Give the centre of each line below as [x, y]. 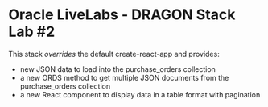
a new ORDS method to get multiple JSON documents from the [124, 77]
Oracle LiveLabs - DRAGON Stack [122, 15]
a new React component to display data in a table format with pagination [140, 94]
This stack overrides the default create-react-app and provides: [114, 53]
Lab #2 [32, 32]
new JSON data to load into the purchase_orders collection [118, 69]
